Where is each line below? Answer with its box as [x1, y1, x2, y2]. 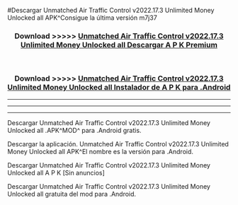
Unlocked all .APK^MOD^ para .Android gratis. [7, 126, 142, 134]
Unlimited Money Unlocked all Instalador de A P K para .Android [7, 83, 231, 93]
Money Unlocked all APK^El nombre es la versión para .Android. [7, 147, 193, 156]
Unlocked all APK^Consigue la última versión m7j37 [7, 13, 157, 22]
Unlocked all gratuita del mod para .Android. [7, 189, 137, 198]
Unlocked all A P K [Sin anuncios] [7, 168, 105, 177]
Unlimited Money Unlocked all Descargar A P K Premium [20, 40, 218, 49]
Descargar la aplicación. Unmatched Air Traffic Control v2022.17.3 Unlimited [7, 139, 229, 148]
